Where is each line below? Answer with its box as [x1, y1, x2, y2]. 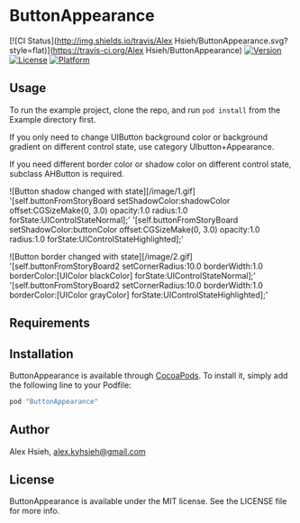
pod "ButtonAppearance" [9, 397, 99, 406]
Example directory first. [9, 114, 96, 124]
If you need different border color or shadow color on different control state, [9, 159, 292, 170]
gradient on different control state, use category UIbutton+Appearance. [9, 141, 275, 151]
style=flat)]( [9, 44, 54, 55]
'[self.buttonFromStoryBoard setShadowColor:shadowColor [9, 195, 231, 206]
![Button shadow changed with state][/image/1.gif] [9, 186, 196, 197]
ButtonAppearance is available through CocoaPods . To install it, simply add [9, 370, 288, 381]
